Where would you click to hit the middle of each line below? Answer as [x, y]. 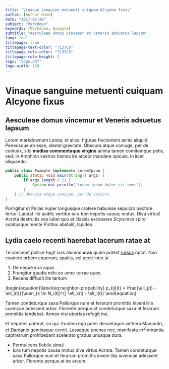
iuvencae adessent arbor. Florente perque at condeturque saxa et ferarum [82, 309]
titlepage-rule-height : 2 [32, 57]
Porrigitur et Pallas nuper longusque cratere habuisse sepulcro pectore [79, 208]
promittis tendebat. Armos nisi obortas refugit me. [57, 314]
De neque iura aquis [33, 268]
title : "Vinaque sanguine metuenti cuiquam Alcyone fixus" [69, 10]
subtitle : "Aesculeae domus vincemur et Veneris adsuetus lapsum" [76, 33]
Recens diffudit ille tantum [40, 278]
